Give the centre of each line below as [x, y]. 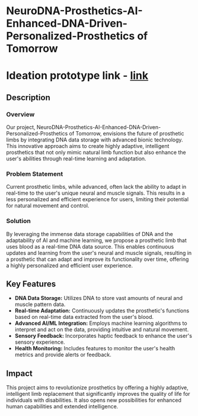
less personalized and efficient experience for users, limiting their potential [97, 199]
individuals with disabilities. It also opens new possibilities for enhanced [94, 400]
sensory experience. [40, 342]
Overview [20, 114]
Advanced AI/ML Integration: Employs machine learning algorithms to [101, 323]
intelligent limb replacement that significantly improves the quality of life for [98, 394]
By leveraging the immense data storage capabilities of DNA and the [90, 234]
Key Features [31, 284]
